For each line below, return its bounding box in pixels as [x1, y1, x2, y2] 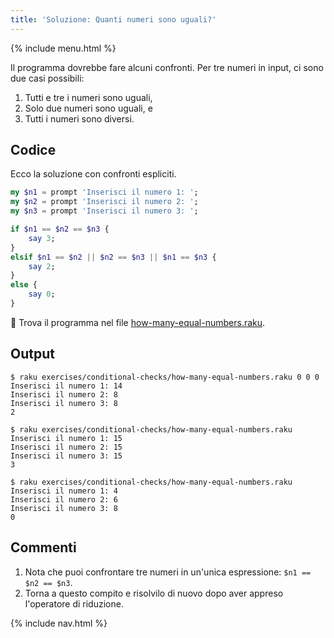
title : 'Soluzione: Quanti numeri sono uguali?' [10, 14, 217, 25]
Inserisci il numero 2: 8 [10, 389, 118, 400]
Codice [10, 142, 57, 159]
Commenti [10, 539, 77, 556]
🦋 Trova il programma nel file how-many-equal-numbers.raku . [10, 316, 266, 328]
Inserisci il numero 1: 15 [10, 433, 123, 443]
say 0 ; [28, 289, 56, 300]
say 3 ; [28, 233, 56, 243]
